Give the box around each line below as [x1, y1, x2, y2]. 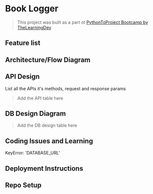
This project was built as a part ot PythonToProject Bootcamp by [17, 19, 149, 25]
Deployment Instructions [5, 164, 83, 173]
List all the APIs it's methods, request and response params [5, 85, 126, 91]
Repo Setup [5, 181, 42, 189]
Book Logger [5, 3, 59, 14]
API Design [5, 73, 40, 81]
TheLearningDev [17, 24, 52, 30]
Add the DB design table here [17, 122, 77, 128]
